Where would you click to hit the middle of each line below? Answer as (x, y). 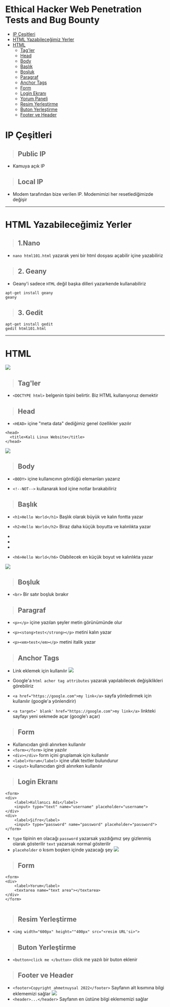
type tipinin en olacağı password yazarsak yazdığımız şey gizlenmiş (82, 838)
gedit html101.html (26, 329)
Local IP (30, 182)
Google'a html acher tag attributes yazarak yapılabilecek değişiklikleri (88, 681)
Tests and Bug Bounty (52, 20)
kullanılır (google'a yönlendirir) (44, 701)
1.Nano (29, 243)
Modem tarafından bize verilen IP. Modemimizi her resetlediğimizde (83, 194)
